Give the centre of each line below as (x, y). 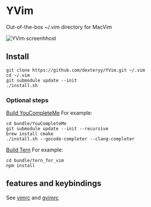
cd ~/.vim (18, 75)
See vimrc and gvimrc (32, 198)
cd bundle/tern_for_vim (35, 161)
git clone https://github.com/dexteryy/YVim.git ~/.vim (75, 70)
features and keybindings (54, 183)
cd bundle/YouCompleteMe (36, 124)
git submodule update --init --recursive (57, 129)
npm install (20, 166)
